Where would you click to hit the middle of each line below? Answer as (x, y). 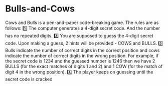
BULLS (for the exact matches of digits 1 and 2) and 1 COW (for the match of (84, 66)
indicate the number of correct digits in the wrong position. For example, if (82, 55)
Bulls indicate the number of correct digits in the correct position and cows (82, 50)
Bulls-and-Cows (40, 9)
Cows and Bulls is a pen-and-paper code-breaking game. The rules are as (82, 22)
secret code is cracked (29, 79)
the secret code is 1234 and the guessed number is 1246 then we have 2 (80, 61)
